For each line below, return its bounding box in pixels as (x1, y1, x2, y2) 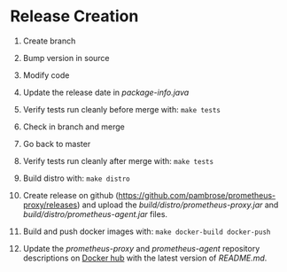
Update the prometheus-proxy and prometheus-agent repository (22, 243, 260, 253)
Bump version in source (22, 52, 110, 63)
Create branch (22, 35, 76, 46)
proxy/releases (22, 199, 78, 210)
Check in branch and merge (22, 121, 125, 132)
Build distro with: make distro (22, 173, 131, 183)
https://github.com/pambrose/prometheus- (118, 190, 276, 200)
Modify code (22, 69, 70, 81)
